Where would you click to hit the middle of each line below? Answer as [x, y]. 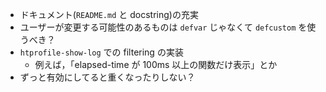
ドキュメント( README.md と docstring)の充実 [109, 14]
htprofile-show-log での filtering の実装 [101, 52]
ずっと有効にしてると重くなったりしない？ [107, 77]
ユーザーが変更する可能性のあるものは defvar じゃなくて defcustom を [163, 27]
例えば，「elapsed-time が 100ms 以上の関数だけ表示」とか [156, 64]
